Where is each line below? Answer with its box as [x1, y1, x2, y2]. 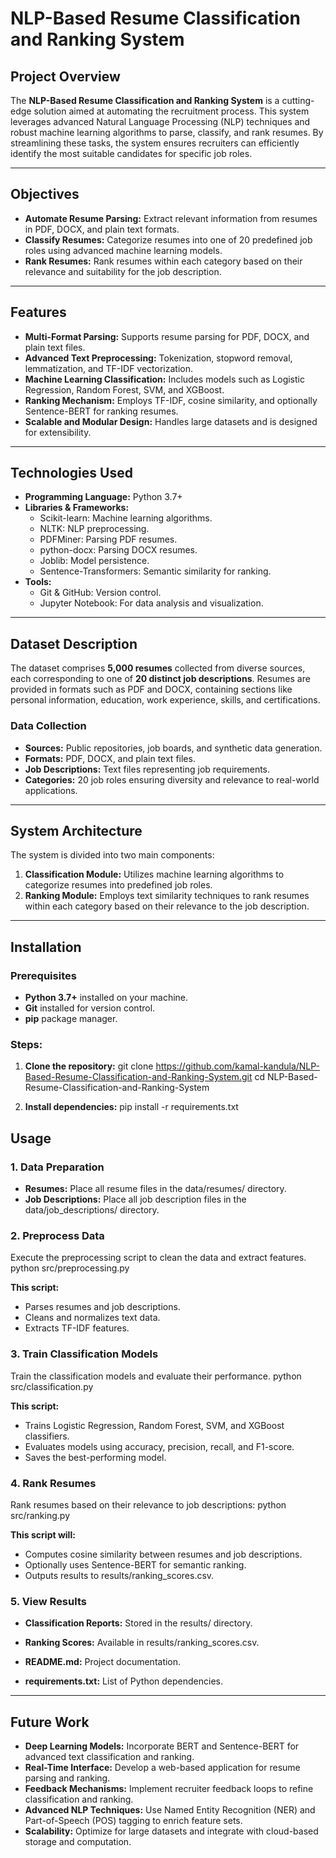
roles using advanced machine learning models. [24, 244, 223, 256]
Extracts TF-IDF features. [24, 1322, 130, 1334]
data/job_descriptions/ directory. [24, 1204, 160, 1216]
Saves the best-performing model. [24, 1451, 167, 1463]
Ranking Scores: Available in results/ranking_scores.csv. [24, 1637, 260, 1649]
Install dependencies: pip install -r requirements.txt [24, 1101, 239, 1113]
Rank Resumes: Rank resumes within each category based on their [24, 255, 303, 267]
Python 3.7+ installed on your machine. [24, 992, 189, 1004]
